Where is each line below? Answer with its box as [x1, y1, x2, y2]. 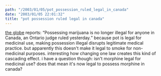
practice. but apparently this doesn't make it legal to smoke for [5, 45, 132, 51]
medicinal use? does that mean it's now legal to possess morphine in [5, 61, 145, 67]
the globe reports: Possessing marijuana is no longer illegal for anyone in [5, 30, 155, 36]
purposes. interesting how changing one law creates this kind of [26, 51, 156, 56]
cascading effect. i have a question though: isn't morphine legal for [5, 56, 141, 62]
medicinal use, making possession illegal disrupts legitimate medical [5, 40, 144, 46]
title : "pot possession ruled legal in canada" [5, 16, 105, 21]
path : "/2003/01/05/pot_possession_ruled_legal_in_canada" [5, 7, 129, 12]
